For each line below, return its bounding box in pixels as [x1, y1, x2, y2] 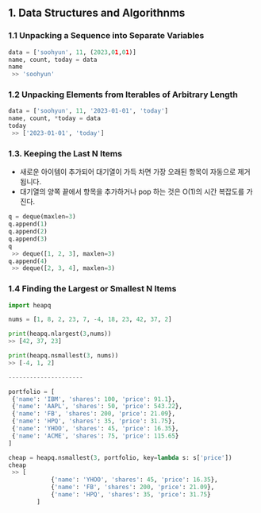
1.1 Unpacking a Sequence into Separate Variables [8, 30, 205, 41]
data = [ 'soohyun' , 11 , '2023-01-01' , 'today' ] [8, 107, 169, 115]
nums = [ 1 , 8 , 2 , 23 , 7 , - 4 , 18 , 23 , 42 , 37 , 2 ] [8, 315, 172, 324]
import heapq [8, 301, 52, 309]
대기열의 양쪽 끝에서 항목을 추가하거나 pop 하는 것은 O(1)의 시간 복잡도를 [19, 187, 244, 197]
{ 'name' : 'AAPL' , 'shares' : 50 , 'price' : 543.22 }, [11, 403, 182, 411]
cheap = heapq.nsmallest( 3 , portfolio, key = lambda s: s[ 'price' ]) [8, 453, 232, 461]
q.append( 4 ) [8, 257, 48, 265]
